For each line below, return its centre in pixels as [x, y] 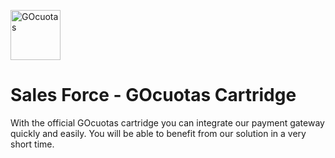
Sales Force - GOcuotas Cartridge [153, 95]
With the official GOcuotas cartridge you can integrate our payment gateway [167, 122]
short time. [32, 144]
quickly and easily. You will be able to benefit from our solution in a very [158, 133]
